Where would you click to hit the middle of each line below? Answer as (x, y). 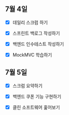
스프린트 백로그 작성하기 (36, 33)
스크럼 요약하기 (27, 85)
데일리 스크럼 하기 (30, 22)
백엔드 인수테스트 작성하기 (38, 44)
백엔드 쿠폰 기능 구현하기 (37, 96)
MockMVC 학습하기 (32, 55)
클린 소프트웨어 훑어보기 (36, 107)
